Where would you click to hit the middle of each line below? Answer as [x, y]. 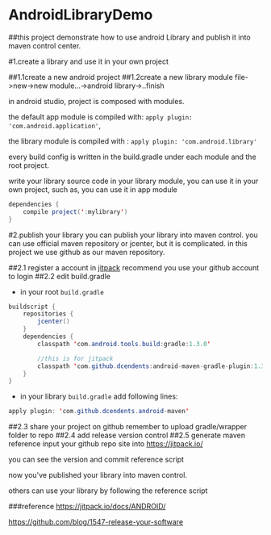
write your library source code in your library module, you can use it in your [133, 181]
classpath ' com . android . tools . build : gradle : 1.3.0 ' [124, 344]
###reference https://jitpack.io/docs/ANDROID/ [87, 507]
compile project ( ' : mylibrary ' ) [75, 211]
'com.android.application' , [55, 125]
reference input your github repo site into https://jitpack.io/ [106, 444]
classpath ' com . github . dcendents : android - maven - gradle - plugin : [146, 366]
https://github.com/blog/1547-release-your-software [96, 522]
